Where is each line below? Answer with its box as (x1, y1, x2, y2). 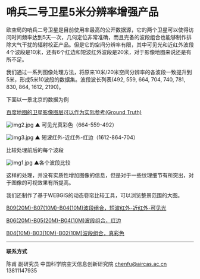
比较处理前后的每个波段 (6, 146, 64, 153)
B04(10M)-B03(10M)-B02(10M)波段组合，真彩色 (6, 229, 125, 236)
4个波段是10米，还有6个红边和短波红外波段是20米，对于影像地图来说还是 (6, 48, 186, 55)
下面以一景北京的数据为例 (6, 96, 69, 103)
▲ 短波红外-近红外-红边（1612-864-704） (35, 134, 139, 141)
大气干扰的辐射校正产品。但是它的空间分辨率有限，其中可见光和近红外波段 (11, 41, 194, 48)
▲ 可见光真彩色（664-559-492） (35, 121, 118, 128)
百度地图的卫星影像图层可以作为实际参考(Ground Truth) (6, 108, 142, 116)
